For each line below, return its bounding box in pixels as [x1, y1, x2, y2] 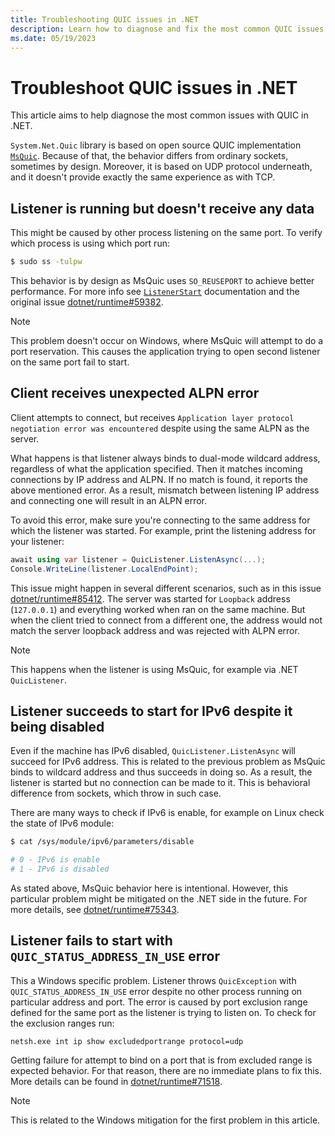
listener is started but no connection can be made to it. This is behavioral [10, 777, 311, 789]
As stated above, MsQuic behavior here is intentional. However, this [10, 882, 289, 894]
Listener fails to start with [10, 932, 173, 950]
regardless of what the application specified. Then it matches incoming [10, 462, 303, 475]
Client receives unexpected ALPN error [10, 385, 260, 402]
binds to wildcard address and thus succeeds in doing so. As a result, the [10, 766, 313, 778]
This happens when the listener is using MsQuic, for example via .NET [10, 663, 299, 675]
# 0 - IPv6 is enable [10, 855, 101, 865]
